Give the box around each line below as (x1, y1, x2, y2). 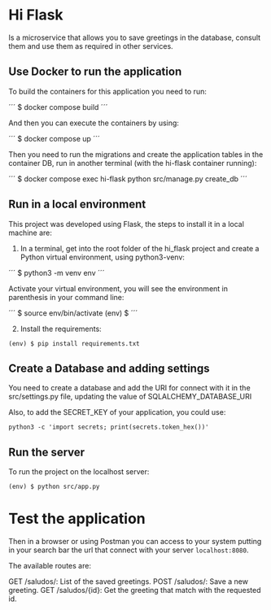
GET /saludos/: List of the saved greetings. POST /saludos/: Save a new (8, 577, 248, 586)
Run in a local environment (8, 198, 146, 211)
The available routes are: (8, 561, 92, 571)
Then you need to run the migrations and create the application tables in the (8, 149, 264, 159)
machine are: (8, 228, 53, 237)
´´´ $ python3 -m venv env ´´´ (8, 268, 105, 277)
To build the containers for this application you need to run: (8, 86, 208, 96)
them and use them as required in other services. (8, 41, 173, 50)
